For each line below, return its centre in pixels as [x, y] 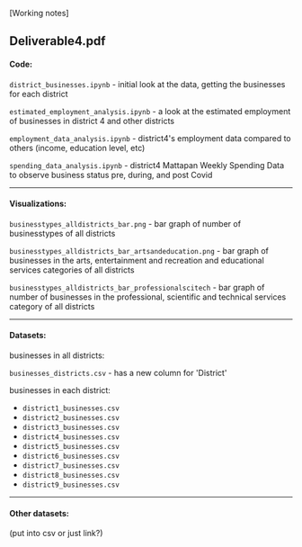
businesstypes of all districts [62, 233]
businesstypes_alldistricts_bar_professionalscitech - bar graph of [137, 287]
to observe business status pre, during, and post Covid [111, 175]
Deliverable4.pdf [58, 41]
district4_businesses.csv [71, 437]
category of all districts [52, 306]
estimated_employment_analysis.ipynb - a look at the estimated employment [150, 111]
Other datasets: [40, 513]
